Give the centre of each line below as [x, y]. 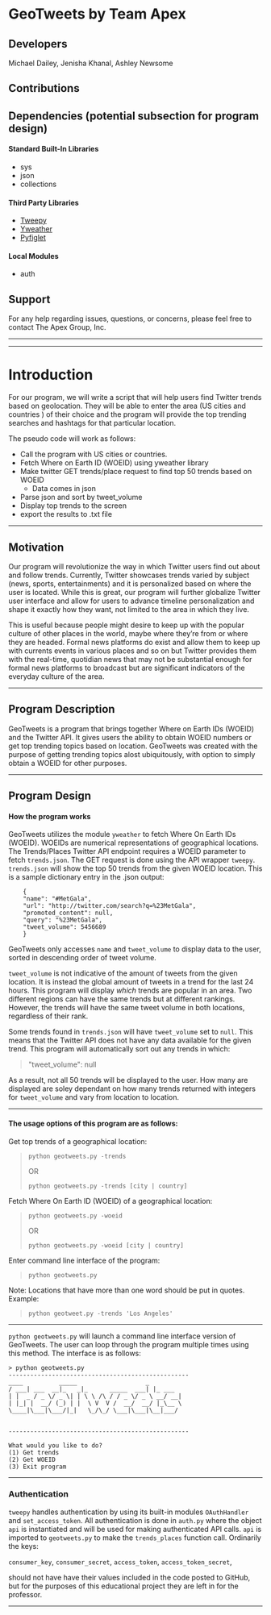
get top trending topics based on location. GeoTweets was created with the [133, 746]
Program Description [62, 709]
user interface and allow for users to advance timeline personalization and [131, 601]
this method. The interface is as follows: [75, 1353]
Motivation [36, 547]
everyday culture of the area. [56, 676]
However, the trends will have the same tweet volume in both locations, [127, 1008]
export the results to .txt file [66, 514]
